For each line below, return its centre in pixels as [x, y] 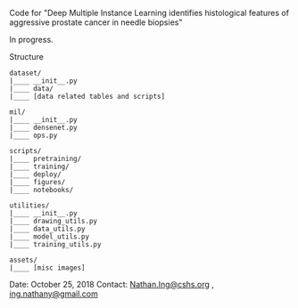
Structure [27, 57]
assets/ [24, 260]
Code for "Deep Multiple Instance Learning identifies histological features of [149, 13]
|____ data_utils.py [48, 229]
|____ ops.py [33, 135]
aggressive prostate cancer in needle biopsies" [96, 22]
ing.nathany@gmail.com [54, 294]
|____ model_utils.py [50, 237]
